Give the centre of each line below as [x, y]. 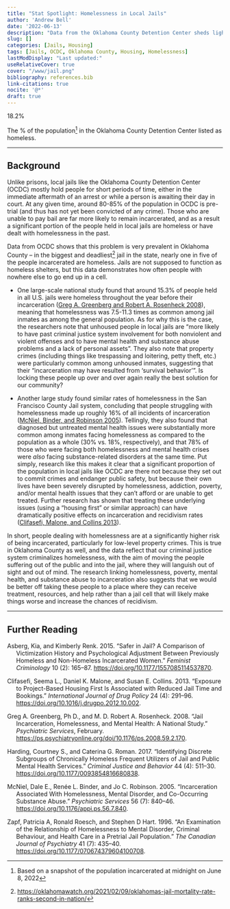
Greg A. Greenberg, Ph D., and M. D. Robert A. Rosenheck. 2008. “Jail [105, 716]
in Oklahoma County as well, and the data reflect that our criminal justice [110, 551]
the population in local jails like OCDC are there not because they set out [119, 472]
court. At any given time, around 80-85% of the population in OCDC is [106, 204]
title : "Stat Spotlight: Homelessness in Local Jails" [87, 13]
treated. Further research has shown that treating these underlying [111, 500]
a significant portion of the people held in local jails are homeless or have [110, 226]
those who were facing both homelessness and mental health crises [113, 450]
